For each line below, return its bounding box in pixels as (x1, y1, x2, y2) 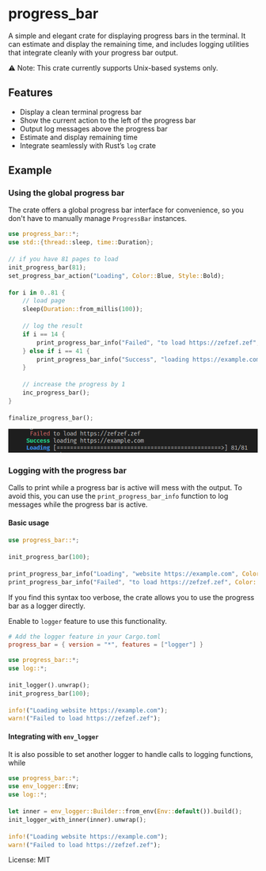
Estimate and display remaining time (19, 132, 139, 142)
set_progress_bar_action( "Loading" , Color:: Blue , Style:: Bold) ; (8, 272, 225, 280)
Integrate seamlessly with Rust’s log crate (19, 140, 157, 150)
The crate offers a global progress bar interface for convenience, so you (8, 205, 244, 215)
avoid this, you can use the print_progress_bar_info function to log (8, 492, 229, 501)
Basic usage (8, 518, 50, 527)
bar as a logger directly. (8, 601, 85, 610)
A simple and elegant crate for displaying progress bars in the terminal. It (8, 31, 246, 40)
